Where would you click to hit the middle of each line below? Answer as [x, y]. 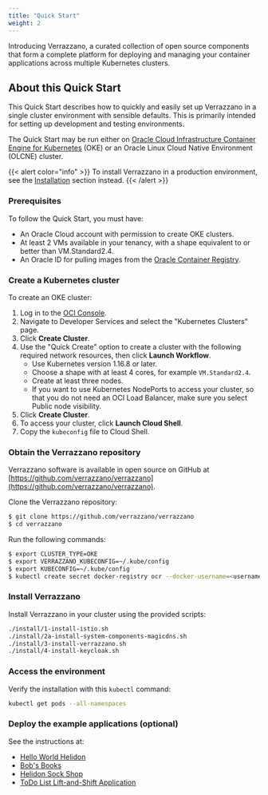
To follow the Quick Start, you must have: [76, 218]
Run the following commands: [57, 539]
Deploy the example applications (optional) [93, 724]
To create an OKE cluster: [50, 297]
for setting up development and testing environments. [97, 124]
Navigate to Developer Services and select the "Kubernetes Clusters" [134, 321]
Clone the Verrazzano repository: [63, 502]
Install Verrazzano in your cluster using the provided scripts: [107, 614]
